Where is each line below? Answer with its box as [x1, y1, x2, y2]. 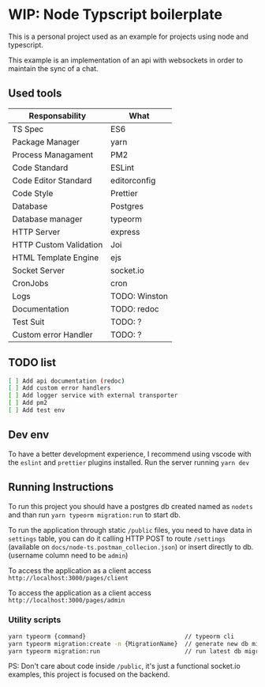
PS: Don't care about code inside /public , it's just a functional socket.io [8, 662, 241, 671]
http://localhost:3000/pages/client [8, 574, 129, 582]
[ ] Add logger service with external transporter [8, 391, 178, 400]
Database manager [12, 213, 83, 225]
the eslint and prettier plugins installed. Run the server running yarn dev [8, 457, 250, 467]
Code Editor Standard [12, 175, 92, 186]
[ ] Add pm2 [8, 399, 47, 407]
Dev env [8, 428, 50, 442]
